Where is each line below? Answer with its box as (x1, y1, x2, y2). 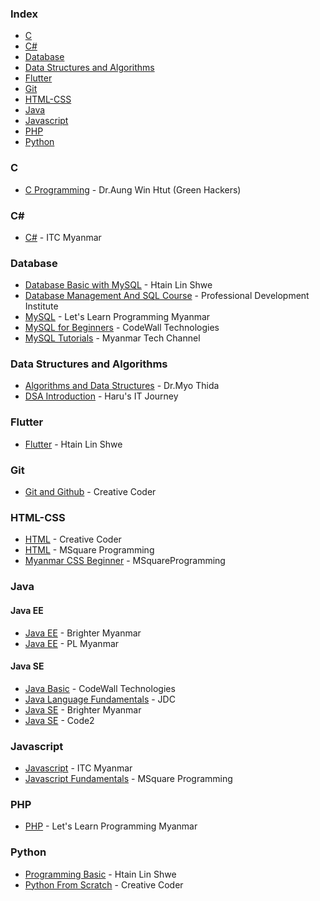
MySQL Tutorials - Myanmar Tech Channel (24, 332, 201, 344)
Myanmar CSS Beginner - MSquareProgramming (24, 555, 226, 567)
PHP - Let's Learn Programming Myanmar (24, 820, 198, 832)
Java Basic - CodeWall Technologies (24, 682, 176, 694)
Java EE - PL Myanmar (24, 637, 120, 649)
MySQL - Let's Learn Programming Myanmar (24, 311, 211, 323)
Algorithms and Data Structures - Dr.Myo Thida (24, 380, 220, 392)
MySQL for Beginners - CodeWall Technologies (24, 322, 220, 334)
